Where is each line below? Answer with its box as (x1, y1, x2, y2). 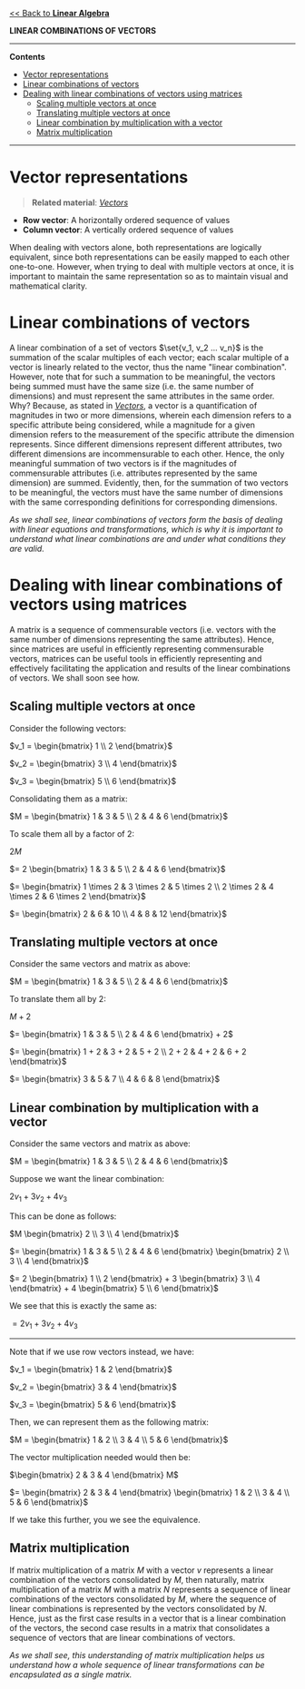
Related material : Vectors (31, 197, 129, 208)
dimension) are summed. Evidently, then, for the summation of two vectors (9, 476, 289, 488)
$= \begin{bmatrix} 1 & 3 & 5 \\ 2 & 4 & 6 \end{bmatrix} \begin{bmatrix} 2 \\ (9, 1246, 290, 1257)
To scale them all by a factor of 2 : (9, 828, 134, 839)
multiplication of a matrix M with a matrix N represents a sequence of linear (9, 1584, 291, 1595)
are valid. (9, 543, 45, 554)
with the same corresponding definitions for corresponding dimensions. (9, 496, 278, 507)
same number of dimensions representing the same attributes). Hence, (9, 633, 275, 644)
